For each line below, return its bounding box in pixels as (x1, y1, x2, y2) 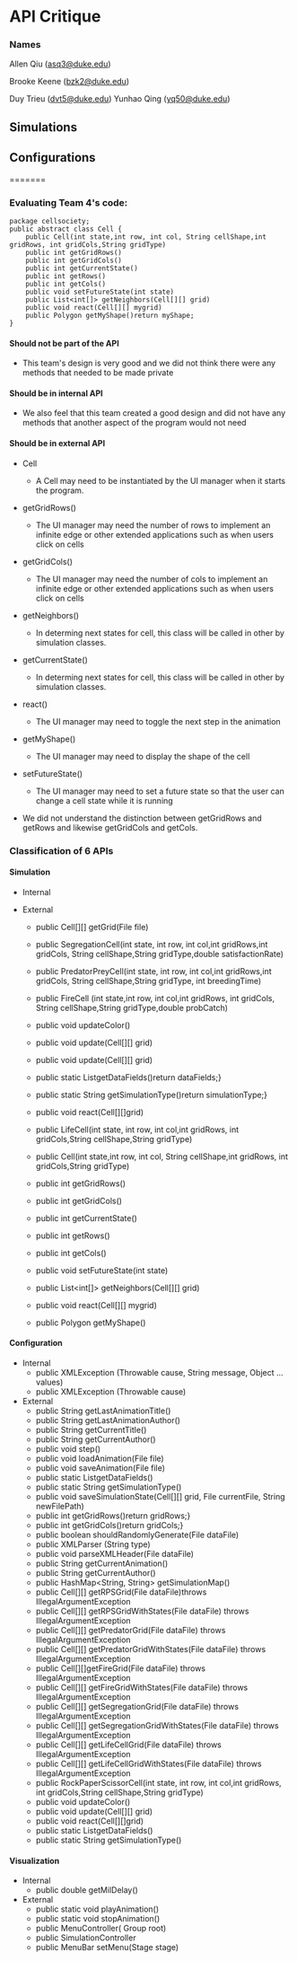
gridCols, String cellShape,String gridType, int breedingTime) (35, 975, 262, 986)
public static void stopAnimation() (35, 1913, 161, 1924)
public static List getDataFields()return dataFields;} (35, 1071, 222, 1083)
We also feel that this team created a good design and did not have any (22, 408, 286, 418)
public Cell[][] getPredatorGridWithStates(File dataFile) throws (35, 1643, 266, 1654)
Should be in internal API (9, 388, 103, 399)
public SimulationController (35, 1932, 136, 1943)
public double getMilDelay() (35, 1885, 139, 1895)
